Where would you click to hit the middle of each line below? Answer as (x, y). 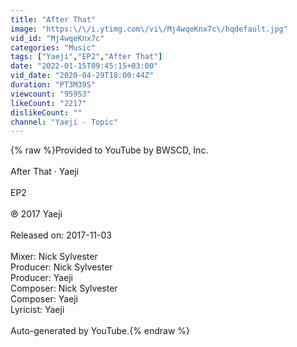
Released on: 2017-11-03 (61, 235)
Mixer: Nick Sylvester (54, 257)
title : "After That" (53, 19)
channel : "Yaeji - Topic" (64, 122)
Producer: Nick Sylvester (61, 267)
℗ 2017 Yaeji (36, 214)
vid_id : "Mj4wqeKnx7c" (57, 38)
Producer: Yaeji (41, 278)
